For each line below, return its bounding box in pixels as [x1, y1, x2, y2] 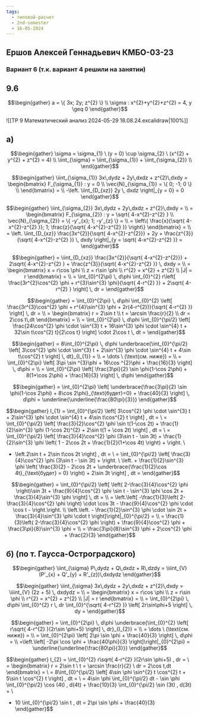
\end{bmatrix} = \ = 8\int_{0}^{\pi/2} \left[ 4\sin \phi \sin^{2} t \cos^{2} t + [6, 669, 186, 675]
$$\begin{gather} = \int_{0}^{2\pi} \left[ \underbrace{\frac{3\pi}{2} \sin [12, 383, 187, 391]
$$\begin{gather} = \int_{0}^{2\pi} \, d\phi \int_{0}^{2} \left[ [27, 297, 172, 304]
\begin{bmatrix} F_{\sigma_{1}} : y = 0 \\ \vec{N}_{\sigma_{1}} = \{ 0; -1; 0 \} [8, 181, 192, 188]
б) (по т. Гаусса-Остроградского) [6, 549, 135, 559]
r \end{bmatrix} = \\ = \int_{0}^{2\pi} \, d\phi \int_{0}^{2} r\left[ [24, 273, 176, 280]
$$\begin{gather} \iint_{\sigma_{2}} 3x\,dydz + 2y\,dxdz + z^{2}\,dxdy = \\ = [6, 204, 194, 212]
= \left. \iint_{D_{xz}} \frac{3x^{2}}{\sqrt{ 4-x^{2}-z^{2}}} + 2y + [6, 230, 163, 237]
